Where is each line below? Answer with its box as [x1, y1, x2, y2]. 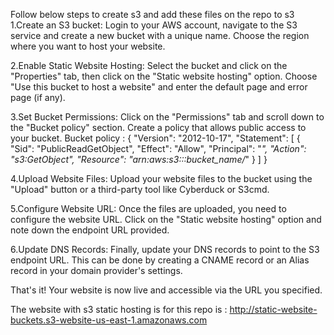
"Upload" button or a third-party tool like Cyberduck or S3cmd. [10, 184, 270, 195]
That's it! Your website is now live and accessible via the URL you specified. [10, 284, 323, 296]
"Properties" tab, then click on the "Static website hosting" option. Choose [10, 70, 318, 82]
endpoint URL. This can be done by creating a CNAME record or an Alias [10, 254, 310, 266]
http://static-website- [229, 304, 318, 315]
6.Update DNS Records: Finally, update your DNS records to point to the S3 [10, 244, 320, 255]
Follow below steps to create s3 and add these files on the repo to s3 [10, 9, 295, 20]
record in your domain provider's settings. [10, 265, 183, 276]
